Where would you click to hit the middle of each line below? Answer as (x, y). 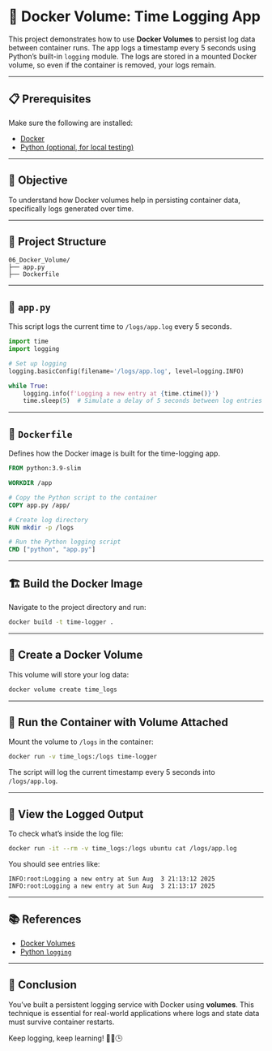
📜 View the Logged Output (76, 814)
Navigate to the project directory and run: (78, 607)
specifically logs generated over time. (71, 208)
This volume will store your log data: (69, 674)
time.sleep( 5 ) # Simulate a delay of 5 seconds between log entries (143, 401)
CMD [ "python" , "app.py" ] (52, 550)
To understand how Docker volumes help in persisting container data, (125, 200)
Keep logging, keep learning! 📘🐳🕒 (66, 1038)
